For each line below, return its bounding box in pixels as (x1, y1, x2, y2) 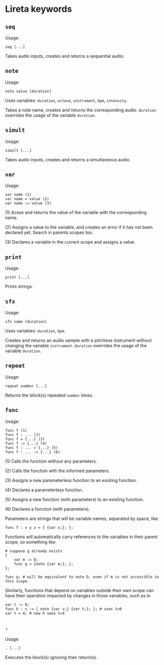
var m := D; (14, 557, 38, 562)
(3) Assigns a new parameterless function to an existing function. (5, 477, 137, 483)
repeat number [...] (5, 383, 48, 388)
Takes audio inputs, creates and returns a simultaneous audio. (5, 156, 131, 162)
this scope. (5, 579, 29, 584)
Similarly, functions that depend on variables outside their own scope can (5, 587, 154, 593)
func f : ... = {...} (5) (5, 445, 58, 450)
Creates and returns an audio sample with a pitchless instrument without (5, 337, 152, 343)
